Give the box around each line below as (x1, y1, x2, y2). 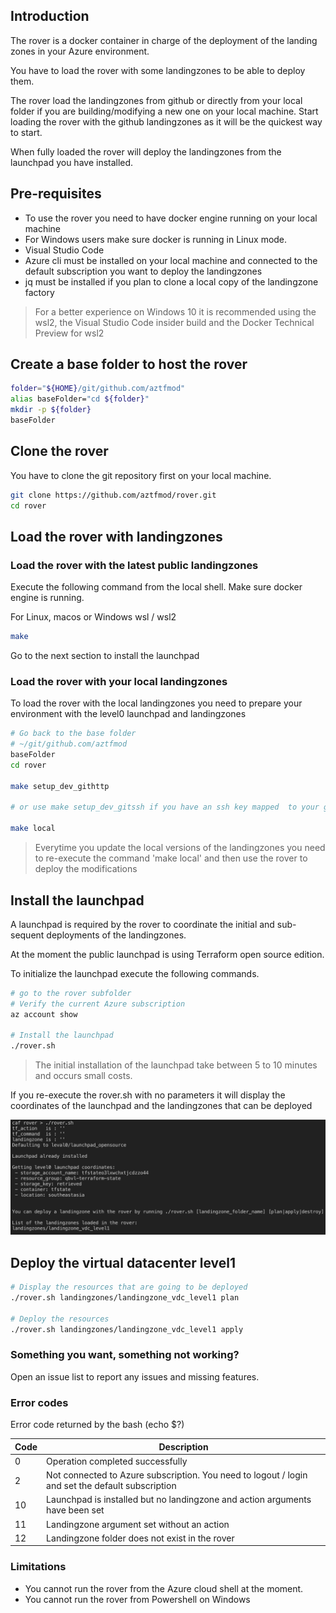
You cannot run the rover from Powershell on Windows (24, 1593, 251, 1605)
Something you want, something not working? (10, 1348, 240, 1362)
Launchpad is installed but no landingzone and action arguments (46, 1494, 312, 1506)
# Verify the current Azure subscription (10, 999, 186, 1009)
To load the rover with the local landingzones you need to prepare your (10, 697, 303, 709)
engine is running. (10, 592, 85, 604)
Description (158, 1440, 209, 1453)
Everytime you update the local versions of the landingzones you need (34, 842, 326, 854)
